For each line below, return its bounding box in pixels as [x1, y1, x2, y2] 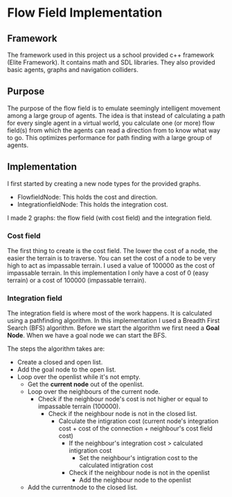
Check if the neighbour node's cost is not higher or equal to [37, 395, 208, 403]
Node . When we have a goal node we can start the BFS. [7, 331, 168, 340]
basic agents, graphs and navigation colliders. [7, 66, 139, 73]
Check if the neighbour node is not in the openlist [69, 469, 210, 477]
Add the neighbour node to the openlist [79, 476, 192, 485]
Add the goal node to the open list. [17, 365, 116, 374]
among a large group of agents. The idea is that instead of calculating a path [7, 111, 226, 119]
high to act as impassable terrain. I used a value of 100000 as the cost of [7, 261, 215, 270]
